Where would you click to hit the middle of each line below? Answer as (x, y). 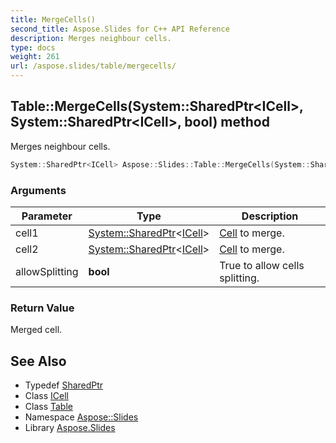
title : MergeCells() (53, 19)
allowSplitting (47, 271)
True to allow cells (262, 265)
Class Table (48, 407)
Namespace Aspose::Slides (81, 417)
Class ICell (46, 396)
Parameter (47, 216)
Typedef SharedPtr (64, 385)
